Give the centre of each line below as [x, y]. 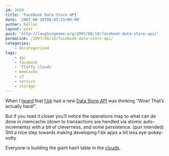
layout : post [19, 29]
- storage [25, 86]
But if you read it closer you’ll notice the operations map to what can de [81, 116]
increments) [18, 127]
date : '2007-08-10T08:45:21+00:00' [43, 19]
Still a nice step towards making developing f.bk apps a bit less [71, 132]
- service [25, 81]
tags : [11, 53]
